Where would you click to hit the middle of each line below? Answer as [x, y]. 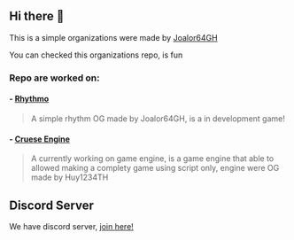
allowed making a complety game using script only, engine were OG [155, 168]
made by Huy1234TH [70, 177]
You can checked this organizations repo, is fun [96, 55]
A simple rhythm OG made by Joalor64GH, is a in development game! [158, 118]
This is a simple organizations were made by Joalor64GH [114, 37]
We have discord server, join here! [72, 226]
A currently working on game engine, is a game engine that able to [152, 159]
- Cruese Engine [40, 139]
